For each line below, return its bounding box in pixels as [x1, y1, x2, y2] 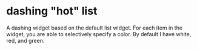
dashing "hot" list [6, 4, 98, 18]
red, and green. [6, 37, 45, 44]
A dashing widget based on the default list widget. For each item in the [6, 24, 183, 31]
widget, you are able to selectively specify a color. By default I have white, [6, 30, 192, 37]
